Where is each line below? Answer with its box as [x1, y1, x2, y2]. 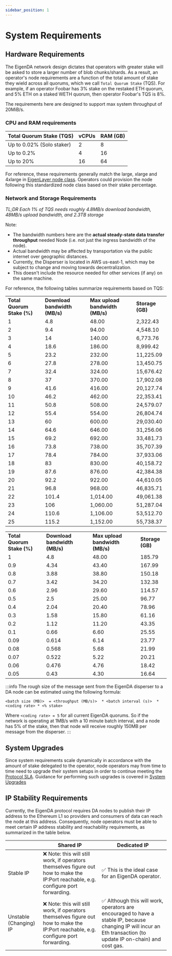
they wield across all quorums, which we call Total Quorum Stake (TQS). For [5, 80, 165, 86]
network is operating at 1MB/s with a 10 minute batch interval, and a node [5, 718, 160, 724]
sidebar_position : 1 [5, 7, 50, 13]
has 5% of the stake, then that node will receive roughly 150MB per [5, 723, 147, 730]
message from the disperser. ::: [5, 729, 71, 735]
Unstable [8, 913, 30, 920]
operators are [101, 903, 135, 910]
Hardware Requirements [5, 50, 85, 59]
